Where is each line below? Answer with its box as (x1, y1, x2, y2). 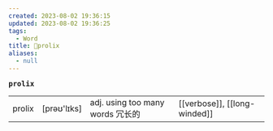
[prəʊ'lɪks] (41, 103, 83, 114)
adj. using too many (89, 96, 165, 108)
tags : (8, 27, 27, 35)
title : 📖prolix (8, 42, 60, 50)
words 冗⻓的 (89, 108, 141, 120)
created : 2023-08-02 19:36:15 (8, 11, 111, 20)
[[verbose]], (178, 98, 225, 109)
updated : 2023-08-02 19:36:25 (8, 19, 111, 27)
